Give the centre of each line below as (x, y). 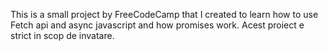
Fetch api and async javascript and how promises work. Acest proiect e (157, 25)
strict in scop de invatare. (62, 35)
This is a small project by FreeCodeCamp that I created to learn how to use (164, 14)
